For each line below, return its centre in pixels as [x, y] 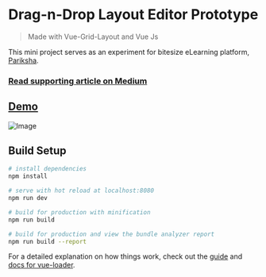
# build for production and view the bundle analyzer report [112, 234]
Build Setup [37, 151]
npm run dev [28, 198]
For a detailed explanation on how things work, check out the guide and [125, 256]
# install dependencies [48, 169]
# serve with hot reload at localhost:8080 [81, 191]
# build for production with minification [79, 212]
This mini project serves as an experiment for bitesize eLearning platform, [129, 52]
